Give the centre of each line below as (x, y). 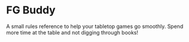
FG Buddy (31, 10)
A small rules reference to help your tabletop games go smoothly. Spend (95, 26)
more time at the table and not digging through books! (72, 32)
